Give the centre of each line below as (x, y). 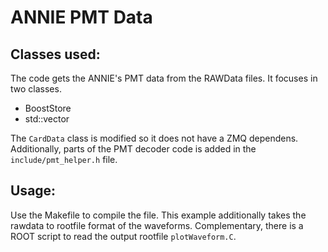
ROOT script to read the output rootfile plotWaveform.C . (123, 236)
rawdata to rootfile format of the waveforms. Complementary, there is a (157, 225)
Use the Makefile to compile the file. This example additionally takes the (158, 215)
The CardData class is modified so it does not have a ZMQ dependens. (154, 138)
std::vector (47, 119)
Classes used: (55, 54)
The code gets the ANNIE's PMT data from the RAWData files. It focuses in (164, 78)
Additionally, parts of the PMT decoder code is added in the (133, 149)
